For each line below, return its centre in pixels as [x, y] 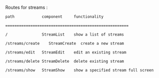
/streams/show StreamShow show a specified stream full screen [79, 70]
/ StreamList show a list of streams [65, 35]
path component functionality [54, 17]
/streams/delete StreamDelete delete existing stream [65, 61]
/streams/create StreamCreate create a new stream [65, 43]
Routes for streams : [26, 7]
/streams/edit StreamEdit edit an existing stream [66, 53]
